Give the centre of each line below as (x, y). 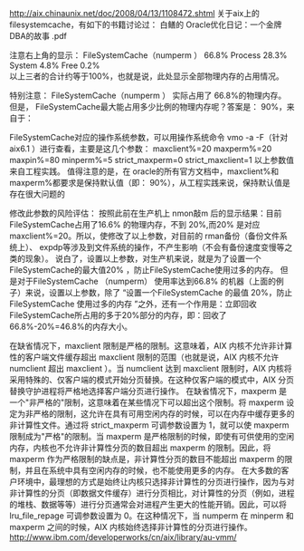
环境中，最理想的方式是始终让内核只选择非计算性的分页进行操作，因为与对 (156, 482)
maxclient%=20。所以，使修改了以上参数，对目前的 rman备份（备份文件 (145, 236)
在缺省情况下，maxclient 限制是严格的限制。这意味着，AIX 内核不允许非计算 (151, 346)
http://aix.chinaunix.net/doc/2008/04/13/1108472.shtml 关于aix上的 (134, 13)
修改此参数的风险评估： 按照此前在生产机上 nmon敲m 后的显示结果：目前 (146, 213)
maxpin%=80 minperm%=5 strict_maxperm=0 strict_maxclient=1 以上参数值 (152, 160)
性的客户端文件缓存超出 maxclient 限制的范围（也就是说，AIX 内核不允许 (144, 357)
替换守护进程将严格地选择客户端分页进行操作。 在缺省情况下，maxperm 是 (148, 391)
